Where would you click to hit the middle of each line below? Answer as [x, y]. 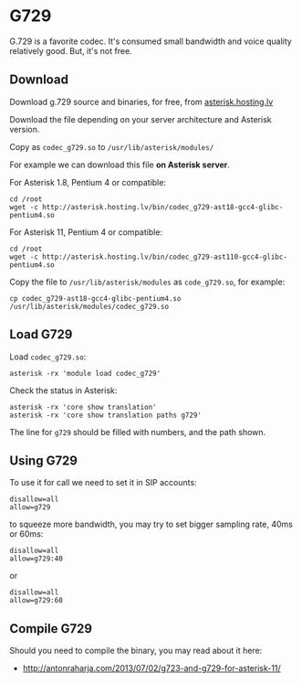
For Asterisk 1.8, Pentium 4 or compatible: [88, 182]
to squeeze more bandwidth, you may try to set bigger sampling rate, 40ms [151, 524]
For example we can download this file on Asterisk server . [120, 165]
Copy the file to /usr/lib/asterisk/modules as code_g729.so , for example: [147, 282]
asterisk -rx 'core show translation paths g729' [106, 415]
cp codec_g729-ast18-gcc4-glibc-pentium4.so [95, 298]
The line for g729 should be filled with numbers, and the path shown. [138, 432]
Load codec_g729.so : [48, 357]
